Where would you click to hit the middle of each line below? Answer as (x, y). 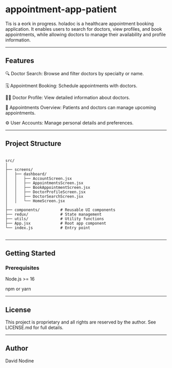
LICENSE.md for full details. (35, 328)
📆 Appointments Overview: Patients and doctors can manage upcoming (81, 107)
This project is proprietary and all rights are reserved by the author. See (81, 322)
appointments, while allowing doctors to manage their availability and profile (86, 34)
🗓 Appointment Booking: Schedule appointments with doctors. (71, 85)
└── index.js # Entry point (48, 228)
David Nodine (20, 361)
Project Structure (33, 144)
